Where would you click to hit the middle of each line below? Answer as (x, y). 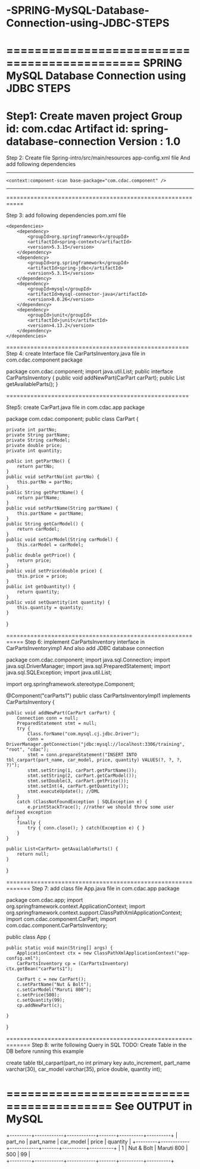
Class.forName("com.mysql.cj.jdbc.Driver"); (84, 734)
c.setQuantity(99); (41, 1000)
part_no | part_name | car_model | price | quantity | (69, 1142)
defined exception (29, 813)
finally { (29, 823)
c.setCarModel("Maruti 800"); (54, 990)
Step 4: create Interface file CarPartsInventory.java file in (76, 354)
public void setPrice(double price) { (54, 571)
